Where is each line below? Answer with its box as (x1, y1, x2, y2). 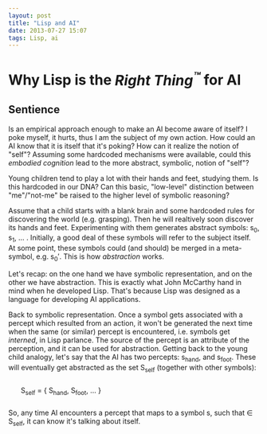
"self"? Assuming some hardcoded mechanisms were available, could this (8, 149, 251, 159)
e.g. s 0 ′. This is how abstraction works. (35, 252, 165, 263)
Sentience (8, 103, 61, 116)
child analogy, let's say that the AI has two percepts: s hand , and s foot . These (8, 352, 257, 363)
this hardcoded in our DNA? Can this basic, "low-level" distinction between (8, 182, 254, 191)
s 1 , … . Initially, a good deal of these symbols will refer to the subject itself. (8, 233, 251, 244)
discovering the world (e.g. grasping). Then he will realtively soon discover (8, 214, 253, 224)
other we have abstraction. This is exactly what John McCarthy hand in (8, 277, 241, 287)
